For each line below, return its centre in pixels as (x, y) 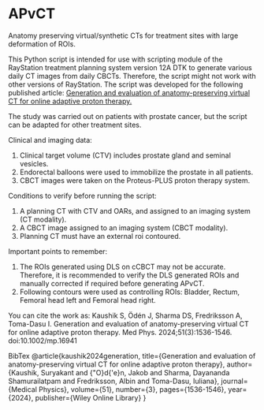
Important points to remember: (58, 251)
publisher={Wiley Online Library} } (91, 397)
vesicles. (34, 163)
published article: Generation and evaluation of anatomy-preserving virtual (129, 92)
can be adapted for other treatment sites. (75, 125)
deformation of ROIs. (42, 43)
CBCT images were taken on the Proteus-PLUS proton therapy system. (135, 180)
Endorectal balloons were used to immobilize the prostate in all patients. (136, 172)
